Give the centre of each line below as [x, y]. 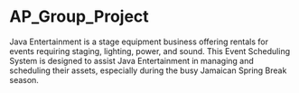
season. [24, 79]
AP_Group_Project [79, 17]
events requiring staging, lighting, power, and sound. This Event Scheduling [150, 51]
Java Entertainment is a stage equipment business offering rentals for [139, 42]
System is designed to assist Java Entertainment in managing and [132, 60]
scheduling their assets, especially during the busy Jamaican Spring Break [148, 70]
